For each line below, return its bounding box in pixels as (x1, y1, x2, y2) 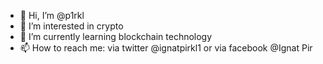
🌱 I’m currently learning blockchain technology (19, 31, 213, 42)
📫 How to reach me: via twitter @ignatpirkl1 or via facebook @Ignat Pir (19, 42, 313, 54)
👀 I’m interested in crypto (19, 20, 124, 32)
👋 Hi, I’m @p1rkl (19, 10, 85, 21)
